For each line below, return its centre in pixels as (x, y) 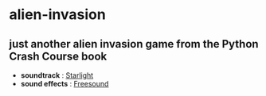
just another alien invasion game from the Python (134, 44)
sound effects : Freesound (65, 84)
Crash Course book (58, 56)
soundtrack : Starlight (57, 75)
